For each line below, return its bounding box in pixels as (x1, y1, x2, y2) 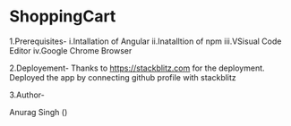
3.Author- (9, 89, 45, 100)
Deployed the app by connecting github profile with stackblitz (9, 71, 237, 82)
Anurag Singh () (9, 106, 68, 117)
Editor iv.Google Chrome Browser (9, 45, 133, 55)
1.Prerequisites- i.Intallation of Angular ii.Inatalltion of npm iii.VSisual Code (9, 36, 282, 46)
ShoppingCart (9, 6, 116, 27)
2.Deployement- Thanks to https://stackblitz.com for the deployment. (9, 63, 266, 73)
